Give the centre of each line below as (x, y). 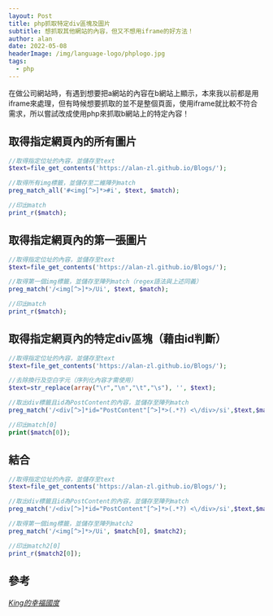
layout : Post (30, 16)
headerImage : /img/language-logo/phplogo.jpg (87, 54)
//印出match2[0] (35, 546)
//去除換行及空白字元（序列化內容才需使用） (73, 380)
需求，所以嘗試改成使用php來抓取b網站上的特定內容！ (99, 113)
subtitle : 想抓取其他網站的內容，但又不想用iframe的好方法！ (101, 31)
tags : (17, 62)
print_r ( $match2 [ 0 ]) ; (45, 553)
